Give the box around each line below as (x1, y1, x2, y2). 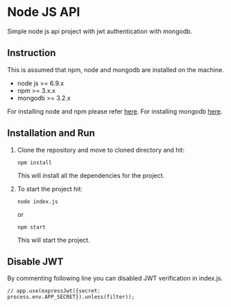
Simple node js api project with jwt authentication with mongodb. (7, 27, 193, 35)
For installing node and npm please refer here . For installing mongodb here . (7, 107, 223, 115)
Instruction (7, 47, 56, 59)
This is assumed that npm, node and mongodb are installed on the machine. (7, 65, 224, 73)
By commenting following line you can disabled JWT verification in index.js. (7, 274, 223, 283)
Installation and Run (7, 128, 96, 139)
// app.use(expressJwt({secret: (7, 288, 101, 295)
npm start (17, 223, 46, 231)
